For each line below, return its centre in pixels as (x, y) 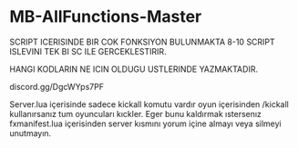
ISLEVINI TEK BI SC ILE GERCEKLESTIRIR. (88, 51)
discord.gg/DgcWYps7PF (57, 86)
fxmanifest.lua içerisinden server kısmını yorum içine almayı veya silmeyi (146, 123)
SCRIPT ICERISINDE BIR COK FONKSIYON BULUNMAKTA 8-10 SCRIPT (142, 42)
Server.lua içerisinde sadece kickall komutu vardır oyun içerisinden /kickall (149, 104)
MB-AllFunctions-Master (106, 17)
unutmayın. (31, 133)
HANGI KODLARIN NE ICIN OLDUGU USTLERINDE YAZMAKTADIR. (134, 69)
